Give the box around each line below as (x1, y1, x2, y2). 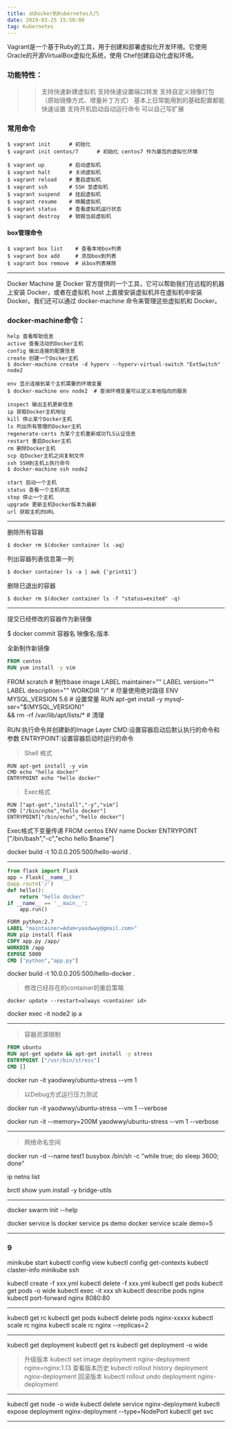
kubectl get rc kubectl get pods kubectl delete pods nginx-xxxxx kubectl (7, 1314, 213, 1322)
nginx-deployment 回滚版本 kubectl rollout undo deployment (23, 1372, 197, 1381)
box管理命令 (7, 229, 43, 237)
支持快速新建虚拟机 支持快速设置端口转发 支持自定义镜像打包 (41, 87, 215, 95)
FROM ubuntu (7, 1044, 41, 1051)
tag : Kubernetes (7, 23, 54, 30)
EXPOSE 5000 (7, 951, 41, 957)
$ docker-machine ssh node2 (7, 466, 88, 473)
